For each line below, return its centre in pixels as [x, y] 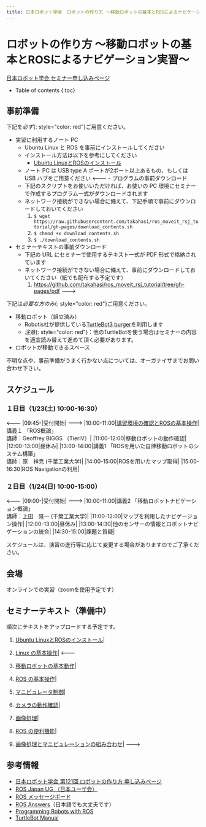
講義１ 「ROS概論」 [32, 431]
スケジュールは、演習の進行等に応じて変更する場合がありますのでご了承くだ [103, 545]
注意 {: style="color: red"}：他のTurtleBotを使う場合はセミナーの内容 [111, 332]
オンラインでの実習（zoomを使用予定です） [62, 589]
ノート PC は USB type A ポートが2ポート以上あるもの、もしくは [106, 171]
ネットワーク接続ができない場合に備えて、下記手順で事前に [99, 201]
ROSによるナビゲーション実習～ [109, 60]
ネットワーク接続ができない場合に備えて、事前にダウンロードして [107, 270]
